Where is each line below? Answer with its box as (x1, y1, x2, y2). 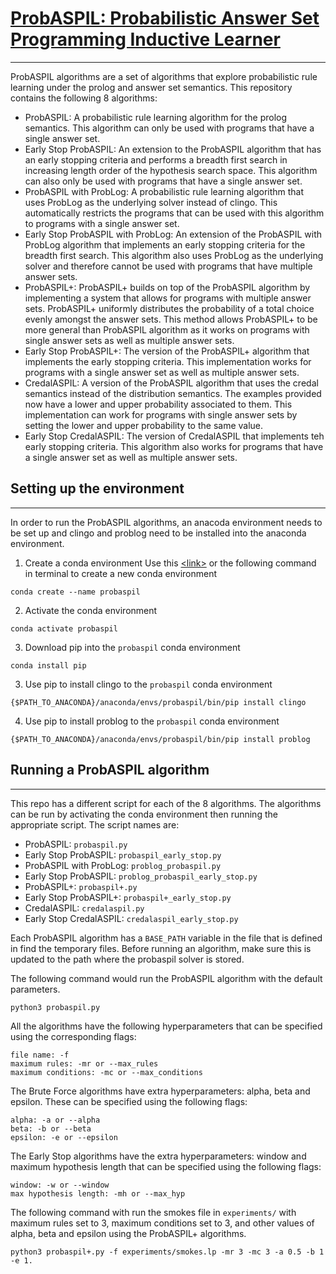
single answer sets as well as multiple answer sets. (24, 334, 235, 346)
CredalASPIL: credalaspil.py (24, 902, 145, 914)
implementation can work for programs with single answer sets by (24, 408, 298, 421)
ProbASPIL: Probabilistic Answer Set (10, 7, 320, 30)
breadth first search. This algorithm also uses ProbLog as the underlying (24, 249, 324, 261)
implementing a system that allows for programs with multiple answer (24, 292, 312, 304)
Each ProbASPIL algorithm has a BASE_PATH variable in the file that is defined (10, 932, 323, 944)
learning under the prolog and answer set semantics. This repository (10, 81, 293, 93)
